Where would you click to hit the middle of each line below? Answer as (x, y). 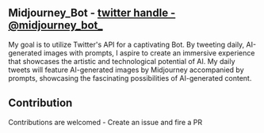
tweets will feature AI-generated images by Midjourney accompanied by (126, 70)
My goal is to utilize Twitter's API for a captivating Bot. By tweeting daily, (126, 44)
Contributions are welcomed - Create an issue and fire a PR (105, 122)
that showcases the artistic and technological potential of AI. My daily (122, 61)
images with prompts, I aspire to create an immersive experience (149, 53)
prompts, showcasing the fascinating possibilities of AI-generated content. (130, 78)
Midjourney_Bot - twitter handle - (92, 13)
